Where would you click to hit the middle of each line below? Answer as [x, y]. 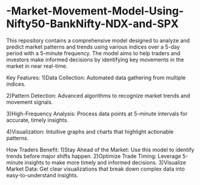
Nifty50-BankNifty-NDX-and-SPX [92, 24]
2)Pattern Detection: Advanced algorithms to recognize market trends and [98, 96]
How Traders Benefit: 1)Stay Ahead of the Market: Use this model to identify [100, 150]
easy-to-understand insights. [42, 175]
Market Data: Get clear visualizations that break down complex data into [95, 169]
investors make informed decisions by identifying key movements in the [95, 59]
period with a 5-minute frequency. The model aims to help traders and [93, 53]
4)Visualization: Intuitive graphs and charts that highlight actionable [90, 132]
